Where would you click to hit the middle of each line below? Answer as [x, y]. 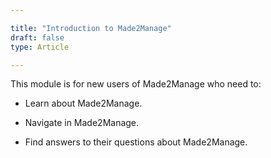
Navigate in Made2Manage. [82, 123]
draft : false [37, 37]
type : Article [40, 47]
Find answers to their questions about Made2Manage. [136, 142]
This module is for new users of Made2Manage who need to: [136, 84]
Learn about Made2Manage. [83, 103]
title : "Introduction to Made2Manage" [91, 28]
